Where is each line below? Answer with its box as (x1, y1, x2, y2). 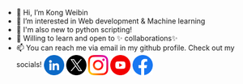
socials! (15, 59, 42, 69)
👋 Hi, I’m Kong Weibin (15, 8, 88, 17)
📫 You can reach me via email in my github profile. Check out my (15, 43, 235, 52)
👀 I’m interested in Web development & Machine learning (15, 16, 206, 26)
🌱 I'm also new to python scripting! (15, 25, 132, 34)
